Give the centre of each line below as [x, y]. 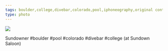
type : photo [17, 14]
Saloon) [13, 43]
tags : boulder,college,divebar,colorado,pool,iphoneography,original [79, 10]
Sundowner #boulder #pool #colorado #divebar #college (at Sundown [77, 38]
